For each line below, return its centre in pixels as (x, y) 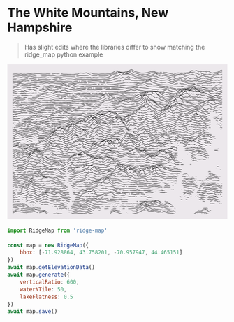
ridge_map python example (64, 54)
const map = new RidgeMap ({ (48, 245)
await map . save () (32, 312)
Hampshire (40, 28)
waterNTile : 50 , (44, 289)
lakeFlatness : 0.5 (46, 297)
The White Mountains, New (88, 13)
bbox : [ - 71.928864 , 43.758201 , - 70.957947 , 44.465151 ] (101, 253)
